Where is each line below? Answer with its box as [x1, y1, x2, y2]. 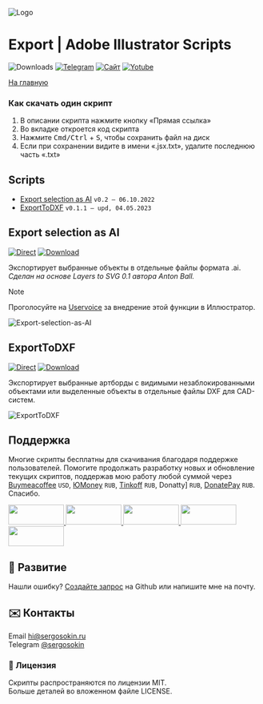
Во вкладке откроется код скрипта [19, 124, 140, 134]
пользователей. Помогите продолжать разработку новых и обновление [8, 463, 255, 473]
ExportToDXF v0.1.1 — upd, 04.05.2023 [19, 203, 152, 212]
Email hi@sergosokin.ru [8, 631, 86, 641]
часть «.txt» [19, 150, 61, 159]
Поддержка [8, 433, 70, 448]
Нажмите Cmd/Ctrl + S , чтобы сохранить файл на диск [19, 133, 210, 143]
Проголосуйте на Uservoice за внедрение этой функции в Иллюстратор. [8, 302, 256, 312]
